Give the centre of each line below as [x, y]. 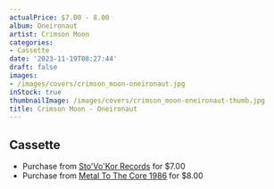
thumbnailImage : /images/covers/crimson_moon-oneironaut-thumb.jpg [137, 100]
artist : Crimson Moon [50, 34]
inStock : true [36, 92]
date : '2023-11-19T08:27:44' [63, 59]
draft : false [33, 68]
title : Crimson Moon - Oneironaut [74, 109]
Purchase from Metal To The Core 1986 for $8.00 [112, 176]
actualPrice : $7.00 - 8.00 [59, 17]
